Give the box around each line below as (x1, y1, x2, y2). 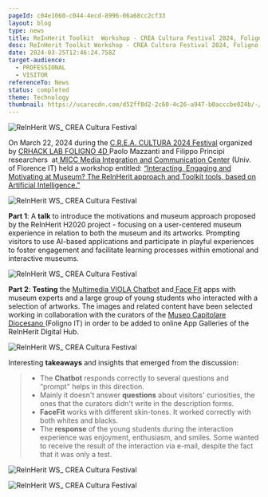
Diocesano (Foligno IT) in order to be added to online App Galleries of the (8, 318, 250, 328)
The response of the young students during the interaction (39, 424, 234, 434)
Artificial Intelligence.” (8, 180, 81, 190)
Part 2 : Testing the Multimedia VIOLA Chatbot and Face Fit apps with (8, 285, 236, 294)
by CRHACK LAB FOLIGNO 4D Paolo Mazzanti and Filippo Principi (8, 147, 225, 156)
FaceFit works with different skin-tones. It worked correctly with (39, 408, 251, 417)
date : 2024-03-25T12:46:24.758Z (8, 49, 116, 57)
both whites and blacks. (39, 416, 118, 425)
